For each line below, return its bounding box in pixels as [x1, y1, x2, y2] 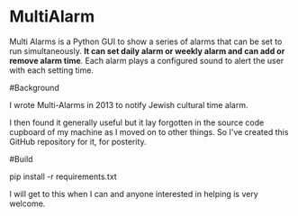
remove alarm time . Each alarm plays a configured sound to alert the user [9, 55, 284, 66]
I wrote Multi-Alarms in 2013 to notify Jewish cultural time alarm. [9, 99, 249, 110]
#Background [9, 82, 60, 93]
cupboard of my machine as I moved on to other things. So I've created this [9, 126, 289, 137]
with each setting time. [9, 65, 95, 76]
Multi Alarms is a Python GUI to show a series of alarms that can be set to [9, 36, 283, 47]
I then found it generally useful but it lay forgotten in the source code [9, 117, 265, 128]
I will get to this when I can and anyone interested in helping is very [9, 188, 258, 199]
